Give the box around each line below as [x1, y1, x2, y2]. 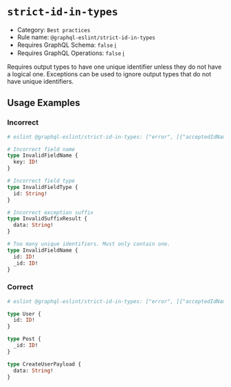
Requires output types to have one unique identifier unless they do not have [7, 63, 222, 71]
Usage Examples [7, 97, 80, 109]
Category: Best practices [16, 25, 91, 34]
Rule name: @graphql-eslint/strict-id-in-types [16, 33, 156, 41]
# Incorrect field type [7, 177, 76, 184]
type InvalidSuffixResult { [7, 215, 88, 222]
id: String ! [13, 190, 48, 197]
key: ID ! [13, 159, 38, 166]
